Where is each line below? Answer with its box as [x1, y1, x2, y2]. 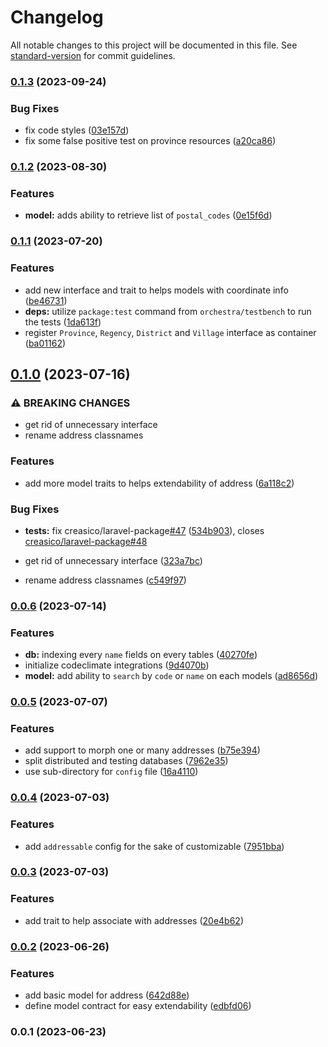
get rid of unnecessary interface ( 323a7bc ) [24, 554, 203, 566]
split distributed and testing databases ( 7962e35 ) [24, 755, 229, 767]
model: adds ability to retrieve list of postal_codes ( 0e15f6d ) [24, 209, 273, 221]
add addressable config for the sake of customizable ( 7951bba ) [24, 840, 285, 852]
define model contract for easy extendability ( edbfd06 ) [24, 999, 252, 1011]
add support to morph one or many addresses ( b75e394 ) [24, 744, 261, 756]
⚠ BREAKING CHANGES [10, 396, 131, 410]
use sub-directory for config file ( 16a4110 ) [24, 766, 199, 778]
